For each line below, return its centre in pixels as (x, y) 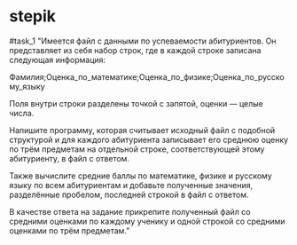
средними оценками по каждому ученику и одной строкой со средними (147, 221)
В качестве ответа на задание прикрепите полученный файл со (130, 211)
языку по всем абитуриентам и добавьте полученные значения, (131, 185)
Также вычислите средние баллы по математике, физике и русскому (141, 176)
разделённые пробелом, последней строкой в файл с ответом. (129, 194)
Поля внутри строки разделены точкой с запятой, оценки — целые (137, 103)
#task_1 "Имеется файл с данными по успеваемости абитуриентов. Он (143, 41)
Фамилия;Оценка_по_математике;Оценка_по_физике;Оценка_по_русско (147, 76)
